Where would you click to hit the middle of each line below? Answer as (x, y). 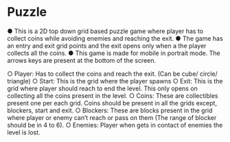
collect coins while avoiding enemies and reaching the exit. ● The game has (115, 38)
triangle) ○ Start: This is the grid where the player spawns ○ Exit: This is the (115, 81)
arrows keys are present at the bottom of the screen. (82, 60)
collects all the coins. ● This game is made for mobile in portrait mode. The (114, 53)
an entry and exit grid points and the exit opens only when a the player (107, 45)
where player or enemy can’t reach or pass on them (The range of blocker (112, 117)
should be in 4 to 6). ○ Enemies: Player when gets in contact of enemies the (115, 125)
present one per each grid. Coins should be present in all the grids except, (112, 103)
